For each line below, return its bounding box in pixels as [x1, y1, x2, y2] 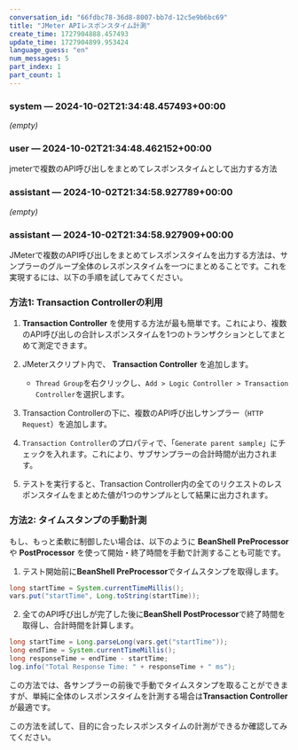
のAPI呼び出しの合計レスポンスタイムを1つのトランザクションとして [21, 329, 271, 340]
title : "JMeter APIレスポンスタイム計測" [9, 21, 151, 30]
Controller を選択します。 [35, 389, 129, 400]
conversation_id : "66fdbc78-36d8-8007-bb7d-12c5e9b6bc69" [9, 12, 228, 22]
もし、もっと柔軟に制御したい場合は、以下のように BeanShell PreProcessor [9, 535, 289, 546]
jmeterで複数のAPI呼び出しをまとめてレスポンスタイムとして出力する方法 [9, 163, 278, 174]
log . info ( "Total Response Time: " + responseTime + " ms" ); [9, 662, 237, 671]
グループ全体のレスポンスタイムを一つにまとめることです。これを [47, 261, 287, 271]
